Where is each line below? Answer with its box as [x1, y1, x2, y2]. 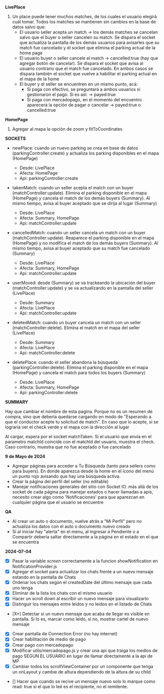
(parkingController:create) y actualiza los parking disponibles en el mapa [12, 150, 159, 156]
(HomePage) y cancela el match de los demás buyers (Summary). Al [12, 195, 150, 201]
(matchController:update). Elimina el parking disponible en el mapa [12, 190, 147, 196]
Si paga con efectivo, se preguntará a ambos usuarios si [26, 87, 141, 92]
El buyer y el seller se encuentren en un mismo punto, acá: [19, 81, 138, 87]
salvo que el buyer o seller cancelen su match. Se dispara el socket [19, 34, 156, 40]
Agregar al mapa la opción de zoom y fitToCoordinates [12, 126, 123, 132]
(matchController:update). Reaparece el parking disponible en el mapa [12, 235, 154, 241]
